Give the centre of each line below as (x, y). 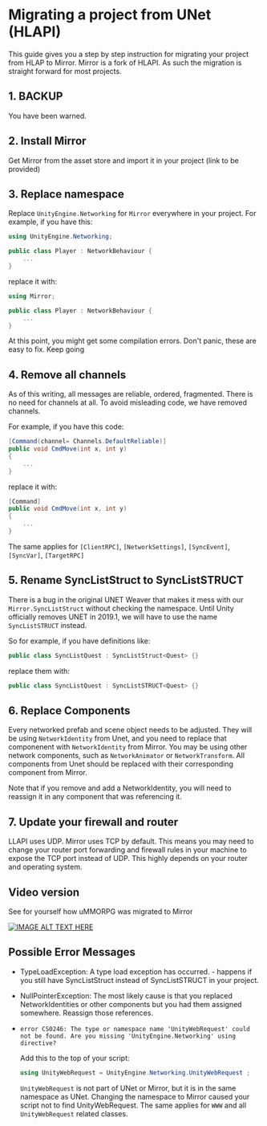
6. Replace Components (69, 710)
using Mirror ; (32, 296)
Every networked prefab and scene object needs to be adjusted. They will (130, 730)
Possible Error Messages (72, 952)
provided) (24, 169)
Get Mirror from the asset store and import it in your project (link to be (123, 160)
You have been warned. (47, 116)
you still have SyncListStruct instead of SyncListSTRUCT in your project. (139, 980)
